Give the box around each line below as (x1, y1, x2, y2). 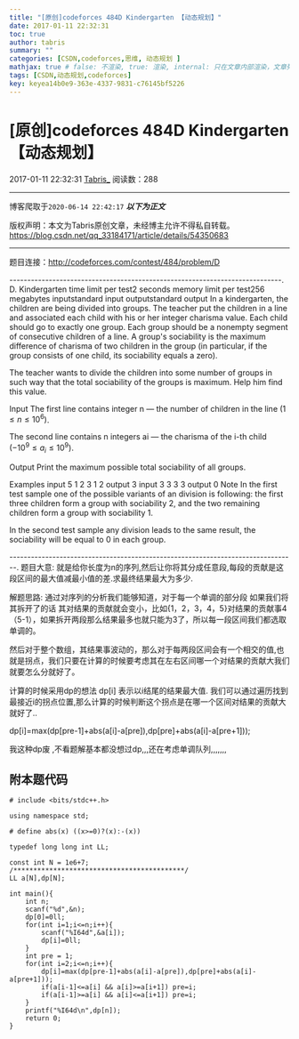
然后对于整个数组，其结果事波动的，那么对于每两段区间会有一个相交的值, (9, 644, 278, 655)
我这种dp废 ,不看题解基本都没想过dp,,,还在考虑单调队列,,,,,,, (9, 744, 227, 754)
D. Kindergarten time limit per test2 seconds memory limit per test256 (9, 284, 265, 294)
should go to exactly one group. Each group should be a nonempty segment (9, 321, 288, 332)
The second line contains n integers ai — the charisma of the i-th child (9, 431, 267, 442)
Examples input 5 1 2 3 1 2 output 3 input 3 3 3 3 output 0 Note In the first (9, 479, 278, 489)
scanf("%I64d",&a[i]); (41, 929, 125, 938)
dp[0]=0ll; (25, 913, 66, 922)
